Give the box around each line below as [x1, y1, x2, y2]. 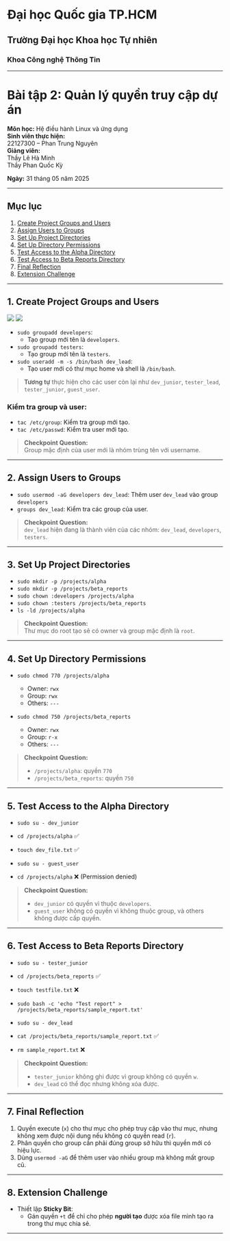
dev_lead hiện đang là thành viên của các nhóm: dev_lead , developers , [23, 525, 222, 534]
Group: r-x [27, 733, 58, 741]
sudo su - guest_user [16, 860, 79, 867]
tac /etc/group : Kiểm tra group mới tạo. [16, 418, 130, 426]
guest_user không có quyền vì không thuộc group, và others [34, 907, 204, 915]
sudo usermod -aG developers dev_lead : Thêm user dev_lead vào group [16, 490, 218, 498]
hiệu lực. [16, 1146, 42, 1154]
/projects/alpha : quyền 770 [34, 767, 113, 775]
